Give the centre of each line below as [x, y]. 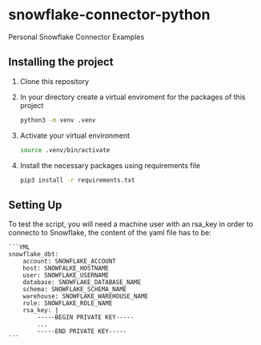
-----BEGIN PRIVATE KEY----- [86, 318]
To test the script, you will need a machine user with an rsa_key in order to [131, 224]
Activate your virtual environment [75, 135]
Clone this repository [54, 81]
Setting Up [35, 205]
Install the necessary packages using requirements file [110, 165]
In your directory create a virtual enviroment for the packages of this [133, 97]
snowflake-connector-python [109, 15]
